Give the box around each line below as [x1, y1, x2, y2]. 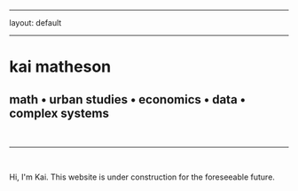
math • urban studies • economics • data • [9, 92, 247, 107]
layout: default [9, 18, 62, 27]
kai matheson [9, 57, 112, 77]
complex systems [9, 105, 109, 120]
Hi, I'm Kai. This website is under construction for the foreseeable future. [9, 172, 275, 182]
